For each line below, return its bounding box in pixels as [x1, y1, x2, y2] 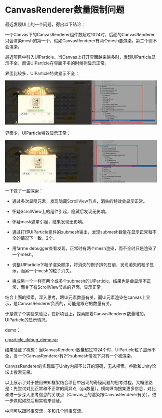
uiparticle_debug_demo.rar [5, 337, 59, 342]
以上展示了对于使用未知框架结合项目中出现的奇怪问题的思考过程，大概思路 [5, 379, 153, 385]
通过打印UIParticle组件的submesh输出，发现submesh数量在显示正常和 [12, 229, 153, 235]
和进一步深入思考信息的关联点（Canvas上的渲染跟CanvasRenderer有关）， [5, 391, 152, 397]
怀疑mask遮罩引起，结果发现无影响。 [12, 218, 86, 224]
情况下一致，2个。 [20, 235, 57, 241]
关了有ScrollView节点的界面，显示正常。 [25, 284, 105, 290]
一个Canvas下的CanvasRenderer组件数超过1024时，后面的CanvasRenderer [5, 31, 155, 37]
